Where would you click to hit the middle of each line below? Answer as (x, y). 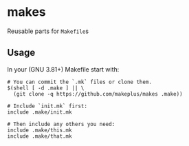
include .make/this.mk (40, 130)
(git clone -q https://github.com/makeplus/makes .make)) (98, 94)
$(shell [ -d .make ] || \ (46, 88)
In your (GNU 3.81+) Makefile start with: (63, 69)
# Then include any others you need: (61, 124)
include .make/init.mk (40, 112)
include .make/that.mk (40, 136)
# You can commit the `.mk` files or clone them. (80, 82)
